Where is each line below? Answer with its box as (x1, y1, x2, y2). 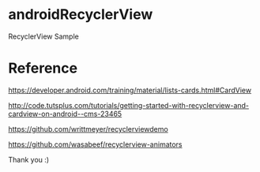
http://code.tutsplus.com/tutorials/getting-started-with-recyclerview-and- (8, 100, 250, 110)
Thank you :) (8, 155, 50, 164)
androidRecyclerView (8, 6, 153, 24)
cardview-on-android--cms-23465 (8, 109, 122, 118)
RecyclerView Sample (8, 32, 79, 41)
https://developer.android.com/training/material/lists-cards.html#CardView (8, 85, 251, 95)
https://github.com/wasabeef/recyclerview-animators (8, 140, 183, 149)
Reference (8, 59, 77, 77)
